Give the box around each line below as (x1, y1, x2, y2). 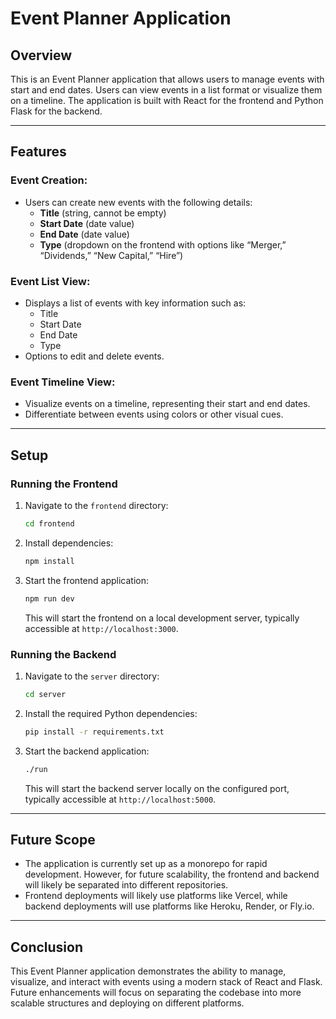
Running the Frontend (10, 477, 118, 491)
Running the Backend (10, 647, 117, 661)
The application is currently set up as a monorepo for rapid (24, 858, 268, 870)
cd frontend (24, 518, 75, 529)
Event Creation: (10, 173, 88, 187)
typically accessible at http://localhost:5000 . (24, 793, 217, 805)
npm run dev (24, 593, 75, 604)
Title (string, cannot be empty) (39, 207, 167, 219)
